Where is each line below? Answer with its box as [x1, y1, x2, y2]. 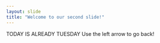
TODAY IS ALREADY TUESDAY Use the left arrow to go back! [6, 30, 155, 37]
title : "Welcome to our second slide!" [6, 14, 105, 20]
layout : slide [6, 8, 41, 15]
